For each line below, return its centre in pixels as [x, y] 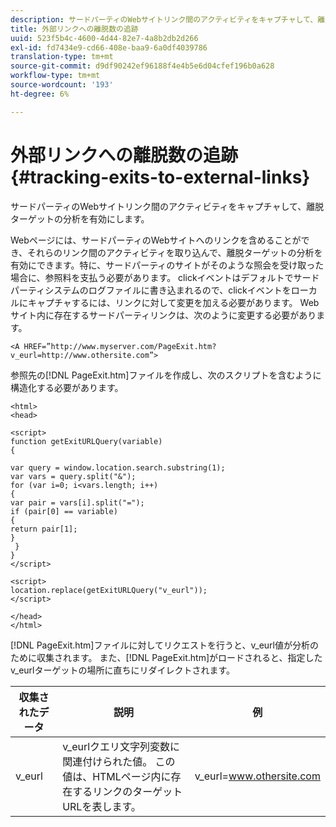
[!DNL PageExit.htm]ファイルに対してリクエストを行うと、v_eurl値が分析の [164, 645]
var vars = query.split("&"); [73, 476]
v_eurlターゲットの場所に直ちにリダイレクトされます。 [123, 670]
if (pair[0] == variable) [64, 511]
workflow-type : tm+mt [55, 76]
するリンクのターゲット [127, 791]
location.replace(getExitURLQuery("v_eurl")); [109, 590]
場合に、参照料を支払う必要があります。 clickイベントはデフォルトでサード [165, 277]
